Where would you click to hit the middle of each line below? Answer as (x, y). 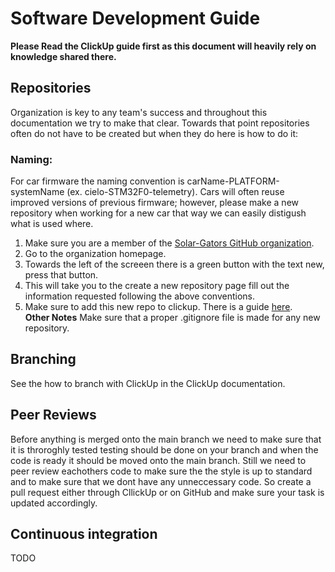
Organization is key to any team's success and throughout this (139, 112)
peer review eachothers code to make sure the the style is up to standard (161, 471)
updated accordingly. (54, 503)
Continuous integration (84, 534)
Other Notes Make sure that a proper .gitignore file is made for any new (172, 318)
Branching (43, 359)
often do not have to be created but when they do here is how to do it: (154, 133)
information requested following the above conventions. (140, 296)
